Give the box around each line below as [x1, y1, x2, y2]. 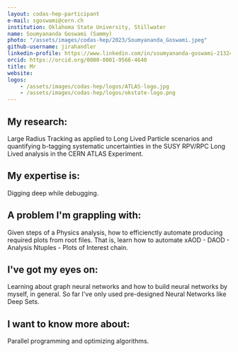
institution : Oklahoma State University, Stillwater [7, 23, 166, 30]
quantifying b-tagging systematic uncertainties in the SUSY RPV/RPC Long [7, 142, 225, 150]
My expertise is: [7, 170, 80, 182]
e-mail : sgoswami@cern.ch [7, 17, 84, 24]
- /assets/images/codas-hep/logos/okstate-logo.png [20, 89, 176, 96]
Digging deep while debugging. [7, 188, 99, 197]
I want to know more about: [7, 318, 130, 330]
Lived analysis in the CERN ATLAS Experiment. [7, 149, 144, 158]
